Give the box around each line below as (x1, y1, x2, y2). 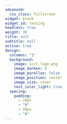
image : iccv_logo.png (14, 62, 58, 66)
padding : (14, 93, 32, 98)
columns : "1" (9, 52, 36, 58)
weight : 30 (5, 30, 27, 35)
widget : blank (5, 16, 34, 21)
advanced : (5, 7, 25, 12)
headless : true (5, 25, 36, 30)
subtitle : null (5, 39, 36, 44)
